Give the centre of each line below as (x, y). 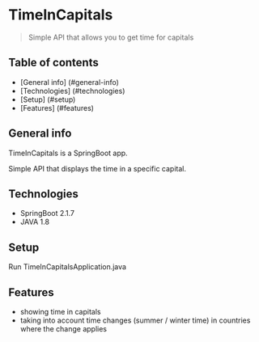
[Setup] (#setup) (48, 99)
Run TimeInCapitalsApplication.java (68, 267)
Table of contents (53, 63)
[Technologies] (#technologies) (72, 91)
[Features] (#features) (57, 108)
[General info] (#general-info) (70, 82)
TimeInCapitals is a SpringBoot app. (68, 153)
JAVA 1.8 (35, 222)
